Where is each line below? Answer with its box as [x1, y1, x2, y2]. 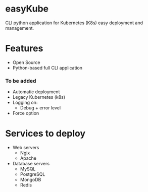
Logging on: [12, 99, 38, 106]
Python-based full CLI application [12, 65, 82, 71]
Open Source [12, 59, 40, 66]
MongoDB [20, 177, 41, 183]
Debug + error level [20, 105, 61, 111]
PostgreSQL [20, 171, 45, 177]
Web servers [12, 145, 39, 151]
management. [5, 25, 34, 31]
